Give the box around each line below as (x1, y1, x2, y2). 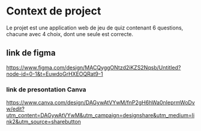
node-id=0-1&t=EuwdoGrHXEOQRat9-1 (6, 70, 103, 78)
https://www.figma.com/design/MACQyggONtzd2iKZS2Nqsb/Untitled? (6, 64, 181, 71)
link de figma (6, 48, 56, 58)
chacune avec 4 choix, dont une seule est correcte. (6, 30, 134, 37)
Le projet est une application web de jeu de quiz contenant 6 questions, (6, 24, 184, 31)
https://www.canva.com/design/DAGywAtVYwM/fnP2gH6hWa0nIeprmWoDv (6, 99, 195, 106)
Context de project (6, 4, 101, 18)
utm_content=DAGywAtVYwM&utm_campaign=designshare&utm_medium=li (6, 112, 195, 119)
